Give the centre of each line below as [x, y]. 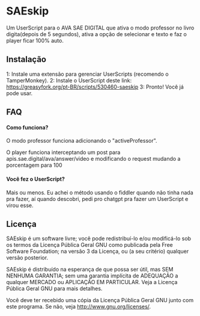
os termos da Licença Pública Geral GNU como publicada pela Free [89, 245]
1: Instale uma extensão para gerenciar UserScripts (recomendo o [88, 74]
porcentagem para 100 [34, 165]
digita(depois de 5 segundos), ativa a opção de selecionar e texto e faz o [97, 34]
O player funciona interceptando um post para [63, 152]
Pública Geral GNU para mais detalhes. [54, 289]
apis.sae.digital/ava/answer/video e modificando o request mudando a [93, 159]
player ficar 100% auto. [35, 40]
